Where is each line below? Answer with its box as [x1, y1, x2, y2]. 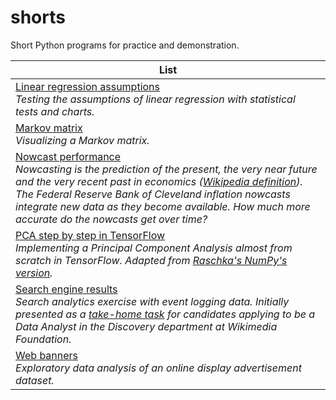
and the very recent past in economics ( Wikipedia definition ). [15, 174, 303, 188]
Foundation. [15, 332, 72, 346]
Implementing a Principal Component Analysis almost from [15, 241, 293, 255]
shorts [10, 6, 66, 29]
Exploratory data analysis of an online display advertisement [15, 361, 302, 375]
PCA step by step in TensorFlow [15, 228, 166, 242]
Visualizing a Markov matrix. [15, 133, 150, 147]
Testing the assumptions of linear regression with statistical [15, 92, 296, 106]
